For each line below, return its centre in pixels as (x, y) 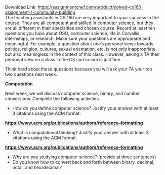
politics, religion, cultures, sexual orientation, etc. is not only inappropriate (80, 49)
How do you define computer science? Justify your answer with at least (85, 108)
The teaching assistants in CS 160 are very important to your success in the (82, 17)
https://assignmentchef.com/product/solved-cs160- (91, 7)
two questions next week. (31, 74)
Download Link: (21, 7)
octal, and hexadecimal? (37, 167)
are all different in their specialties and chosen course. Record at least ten (80, 28)
